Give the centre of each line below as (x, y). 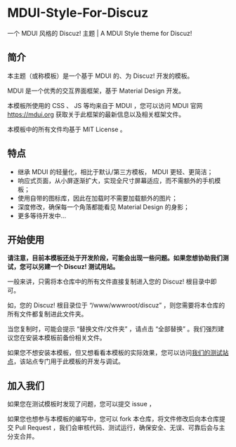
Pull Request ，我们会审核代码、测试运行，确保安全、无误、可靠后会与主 (120, 428)
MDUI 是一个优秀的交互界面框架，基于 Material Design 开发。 (96, 91)
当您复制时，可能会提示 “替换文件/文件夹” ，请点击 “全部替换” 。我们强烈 (113, 329)
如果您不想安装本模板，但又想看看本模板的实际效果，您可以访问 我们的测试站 (118, 353)
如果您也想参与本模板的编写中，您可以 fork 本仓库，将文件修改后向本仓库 (113, 419)
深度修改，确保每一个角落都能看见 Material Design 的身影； (103, 207)
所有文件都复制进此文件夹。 (47, 314)
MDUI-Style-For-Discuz (78, 13)
